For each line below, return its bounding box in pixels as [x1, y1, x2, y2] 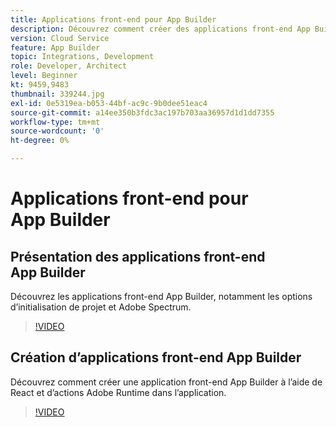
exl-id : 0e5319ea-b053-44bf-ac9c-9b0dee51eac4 [10, 98, 208, 108]
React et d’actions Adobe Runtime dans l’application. [10, 386, 227, 398]
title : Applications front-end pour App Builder [10, 14, 217, 25]
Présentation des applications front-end [10, 248, 266, 265]
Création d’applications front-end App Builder [10, 349, 302, 366]
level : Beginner [10, 71, 78, 81]
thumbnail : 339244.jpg [10, 89, 105, 99]
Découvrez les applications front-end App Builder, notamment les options [10, 291, 313, 302]
